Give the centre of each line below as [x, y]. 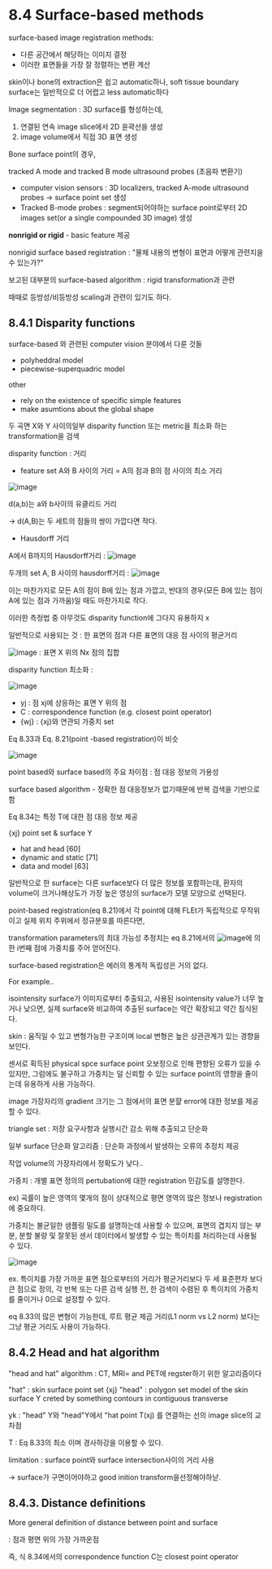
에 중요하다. [27, 1207]
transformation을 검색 [44, 436]
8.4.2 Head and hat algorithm [84, 1353]
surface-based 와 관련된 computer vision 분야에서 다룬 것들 [106, 344]
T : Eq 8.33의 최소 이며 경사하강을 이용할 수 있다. [86, 1442]
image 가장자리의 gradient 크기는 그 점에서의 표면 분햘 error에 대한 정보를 [126, 1101]
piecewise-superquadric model [72, 369]
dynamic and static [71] [59, 857]
